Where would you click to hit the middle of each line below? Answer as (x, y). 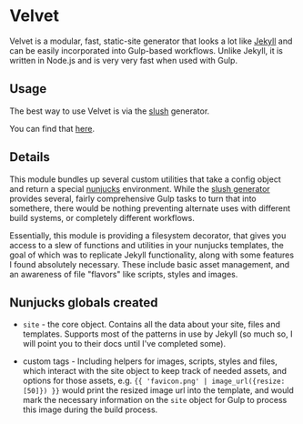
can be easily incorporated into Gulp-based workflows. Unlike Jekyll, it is (146, 50)
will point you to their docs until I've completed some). (124, 344)
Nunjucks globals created (84, 303)
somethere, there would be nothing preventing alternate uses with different (150, 208)
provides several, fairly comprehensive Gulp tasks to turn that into (133, 198)
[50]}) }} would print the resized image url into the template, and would (158, 390)
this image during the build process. (90, 409)
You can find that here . (52, 128)
